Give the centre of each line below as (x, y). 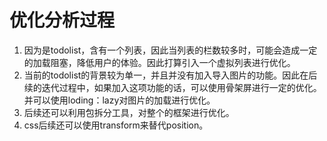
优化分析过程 (62, 20)
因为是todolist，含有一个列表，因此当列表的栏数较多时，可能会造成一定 (170, 50)
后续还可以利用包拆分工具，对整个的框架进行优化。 (129, 112)
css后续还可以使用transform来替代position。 (116, 125)
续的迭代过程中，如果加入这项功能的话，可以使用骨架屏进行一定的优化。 (172, 87)
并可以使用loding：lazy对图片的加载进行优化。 (119, 100)
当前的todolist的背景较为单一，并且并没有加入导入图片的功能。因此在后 (170, 75)
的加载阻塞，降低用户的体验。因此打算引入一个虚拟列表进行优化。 (159, 62)
